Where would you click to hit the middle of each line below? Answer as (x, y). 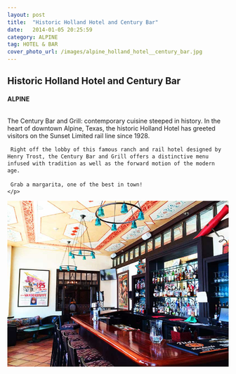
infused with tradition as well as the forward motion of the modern (111, 163)
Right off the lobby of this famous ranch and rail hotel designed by (116, 149)
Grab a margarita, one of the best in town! (76, 185)
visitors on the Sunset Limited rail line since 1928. (79, 135)
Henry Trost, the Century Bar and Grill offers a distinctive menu (108, 156)
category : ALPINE (33, 37)
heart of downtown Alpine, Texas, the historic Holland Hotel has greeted (111, 128)
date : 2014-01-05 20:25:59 (50, 29)
